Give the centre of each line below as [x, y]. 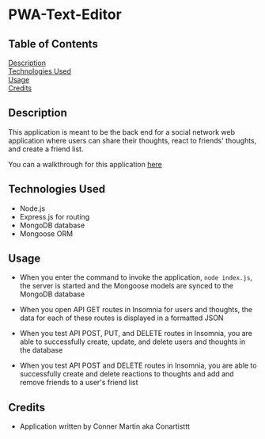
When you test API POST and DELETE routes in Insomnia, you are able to [138, 365]
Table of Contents [53, 44]
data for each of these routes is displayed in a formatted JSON [121, 318]
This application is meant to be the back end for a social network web [122, 132]
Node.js [32, 208]
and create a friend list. [46, 149]
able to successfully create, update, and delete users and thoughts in [132, 342]
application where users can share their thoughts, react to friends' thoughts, [132, 140]
